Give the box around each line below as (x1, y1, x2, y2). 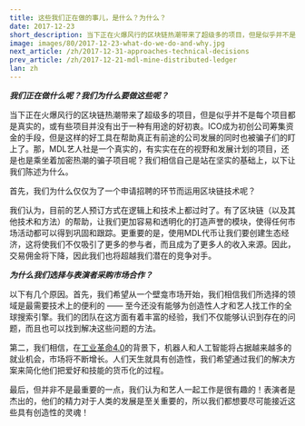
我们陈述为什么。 (9, 165, 74, 177)
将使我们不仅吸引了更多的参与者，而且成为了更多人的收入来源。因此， (33, 238, 296, 250)
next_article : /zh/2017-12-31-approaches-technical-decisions (9, 47, 250, 56)
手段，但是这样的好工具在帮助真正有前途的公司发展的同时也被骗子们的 (25, 132, 288, 143)
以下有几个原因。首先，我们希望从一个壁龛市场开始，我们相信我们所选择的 (9, 288, 288, 300)
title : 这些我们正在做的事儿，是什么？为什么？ (9, 13, 167, 23)
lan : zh (9, 64, 39, 74)
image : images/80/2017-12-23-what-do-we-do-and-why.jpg (9, 38, 225, 48)
